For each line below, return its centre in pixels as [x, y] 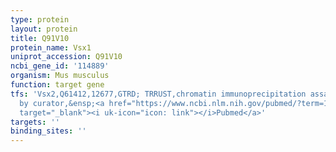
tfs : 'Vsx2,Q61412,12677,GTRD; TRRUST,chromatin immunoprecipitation [158, 94]
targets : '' [35, 122]
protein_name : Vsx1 [51, 47]
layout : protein [44, 29]
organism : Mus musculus [60, 76]
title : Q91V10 [40, 38]
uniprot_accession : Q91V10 [66, 57]
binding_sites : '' [48, 131]
